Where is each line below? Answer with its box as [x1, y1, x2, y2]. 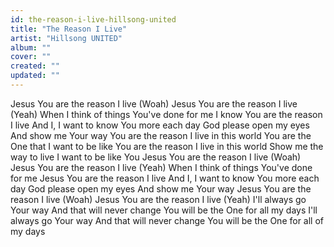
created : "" [10, 61, 60, 71]
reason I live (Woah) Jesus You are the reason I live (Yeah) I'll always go [10, 193, 307, 205]
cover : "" [10, 52, 52, 62]
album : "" [10, 42, 52, 53]
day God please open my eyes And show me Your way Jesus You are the [10, 182, 312, 195]
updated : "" [10, 71, 60, 81]
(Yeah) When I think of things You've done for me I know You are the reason [10, 108, 323, 120]
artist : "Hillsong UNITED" [10, 33, 123, 43]
